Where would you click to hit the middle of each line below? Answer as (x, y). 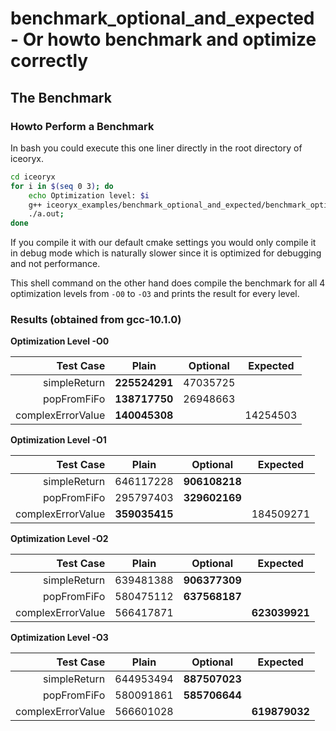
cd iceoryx (33, 177)
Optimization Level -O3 (59, 638)
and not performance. (55, 264)
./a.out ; (46, 214)
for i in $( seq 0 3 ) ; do (62, 186)
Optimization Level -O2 (59, 539)
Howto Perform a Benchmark (82, 126)
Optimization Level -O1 (58, 440)
